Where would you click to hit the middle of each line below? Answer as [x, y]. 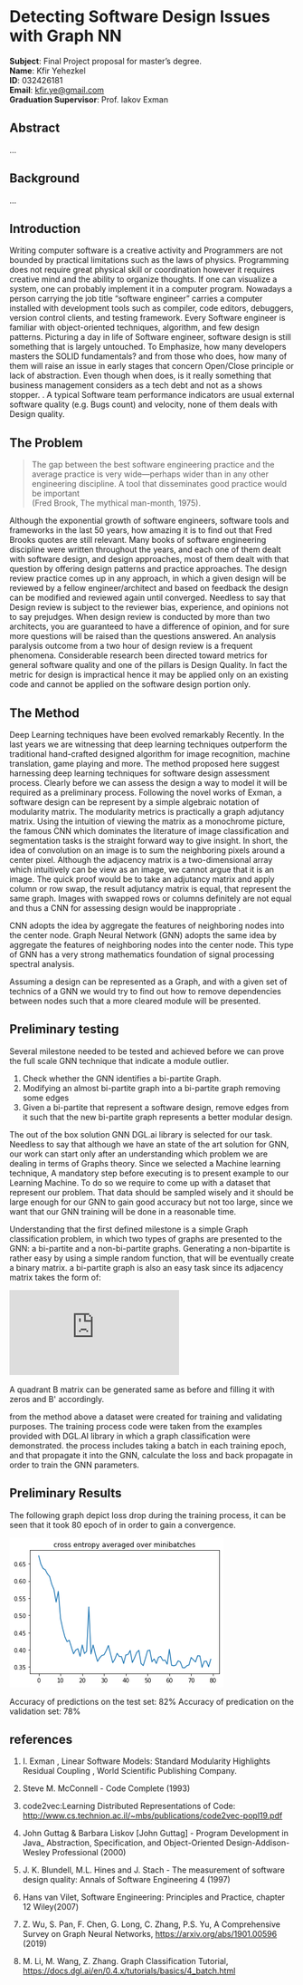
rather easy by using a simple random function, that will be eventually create [152, 1258]
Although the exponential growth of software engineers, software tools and [149, 521]
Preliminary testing [64, 1029]
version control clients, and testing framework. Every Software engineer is [147, 318]
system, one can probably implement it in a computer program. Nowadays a [151, 289]
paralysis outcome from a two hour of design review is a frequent [131, 646]
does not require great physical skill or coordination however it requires [142, 270]
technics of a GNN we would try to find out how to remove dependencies [146, 991]
